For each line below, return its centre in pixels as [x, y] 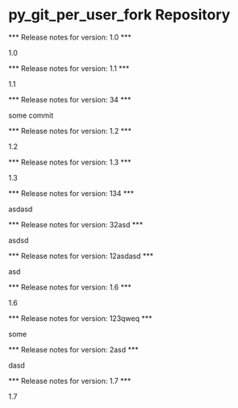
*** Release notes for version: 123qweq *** [80, 318]
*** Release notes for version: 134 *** [71, 193]
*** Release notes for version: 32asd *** [76, 224]
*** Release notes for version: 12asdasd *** [81, 256]
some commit [31, 115]
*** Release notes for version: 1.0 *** [70, 37]
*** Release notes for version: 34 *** [70, 99]
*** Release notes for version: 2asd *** [73, 349]
